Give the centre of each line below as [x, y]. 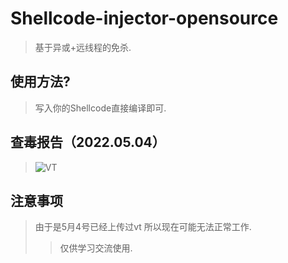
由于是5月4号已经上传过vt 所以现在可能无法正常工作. [143, 227]
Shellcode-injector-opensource [144, 18]
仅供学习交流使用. [96, 248]
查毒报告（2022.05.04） [88, 142]
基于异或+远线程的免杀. [83, 47]
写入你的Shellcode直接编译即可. [100, 108]
